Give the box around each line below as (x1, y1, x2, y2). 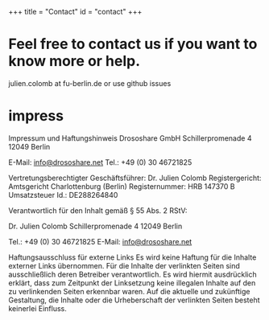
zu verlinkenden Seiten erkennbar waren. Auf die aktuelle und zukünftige (8, 286, 250, 296)
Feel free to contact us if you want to (8, 35, 258, 53)
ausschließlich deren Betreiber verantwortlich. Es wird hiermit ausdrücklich (8, 269, 258, 279)
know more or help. (8, 52, 141, 71)
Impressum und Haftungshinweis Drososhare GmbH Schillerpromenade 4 (8, 133, 252, 143)
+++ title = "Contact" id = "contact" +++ (8, 7, 143, 16)
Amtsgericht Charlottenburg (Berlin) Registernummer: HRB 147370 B (8, 181, 235, 191)
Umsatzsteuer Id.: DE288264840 (8, 190, 118, 199)
